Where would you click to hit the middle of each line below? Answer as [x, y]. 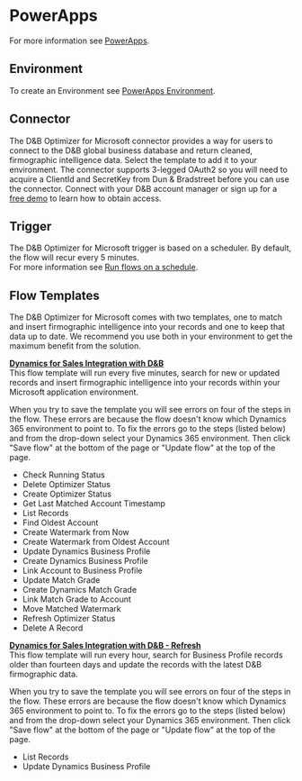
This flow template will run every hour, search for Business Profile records [146, 655]
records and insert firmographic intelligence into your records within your [145, 383]
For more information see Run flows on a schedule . [104, 268]
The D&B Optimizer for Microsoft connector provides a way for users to [141, 141]
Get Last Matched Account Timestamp [94, 504]
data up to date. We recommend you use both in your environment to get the [151, 336]
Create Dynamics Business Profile [85, 561]
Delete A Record [53, 628]
